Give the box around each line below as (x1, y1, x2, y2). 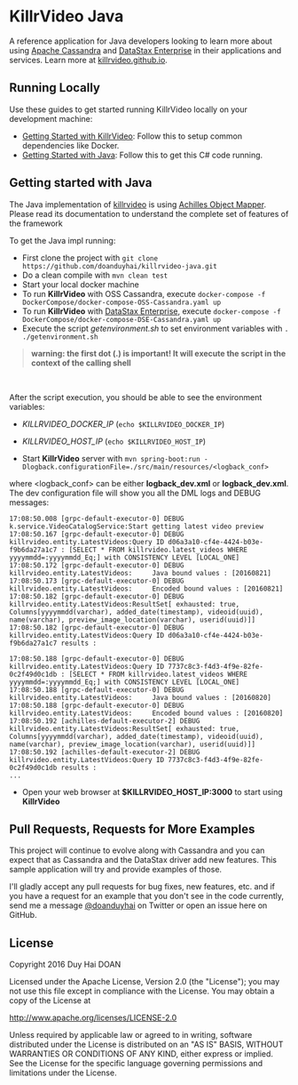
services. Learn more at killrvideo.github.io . (9, 54, 169, 65)
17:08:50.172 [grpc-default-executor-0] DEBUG (9, 560, 184, 570)
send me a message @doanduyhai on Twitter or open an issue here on (9, 900, 268, 911)
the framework (9, 218, 64, 229)
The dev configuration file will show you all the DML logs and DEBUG (9, 487, 262, 498)
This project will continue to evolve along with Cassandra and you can (9, 845, 265, 856)
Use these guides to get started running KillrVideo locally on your (9, 104, 248, 115)
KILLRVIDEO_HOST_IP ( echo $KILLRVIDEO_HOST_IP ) (21, 436, 207, 446)
